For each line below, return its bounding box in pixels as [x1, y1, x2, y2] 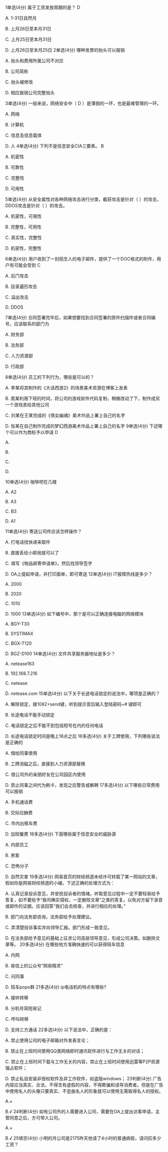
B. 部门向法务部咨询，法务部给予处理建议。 [5, 914, 94, 920]
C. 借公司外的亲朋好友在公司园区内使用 [5, 772, 86, 777]
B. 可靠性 [5, 165, 24, 170]
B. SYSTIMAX [5, 631, 34, 636]
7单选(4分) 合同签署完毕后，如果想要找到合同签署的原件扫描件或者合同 [5, 315, 151, 320]
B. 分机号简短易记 [5, 1005, 42, 1011]
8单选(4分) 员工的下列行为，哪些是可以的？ [5, 374, 94, 380]
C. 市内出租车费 [5, 820, 38, 826]
